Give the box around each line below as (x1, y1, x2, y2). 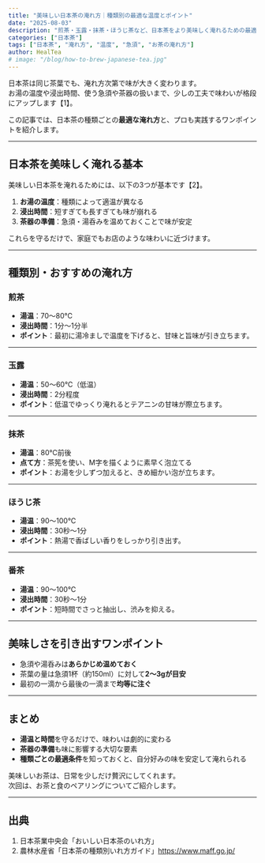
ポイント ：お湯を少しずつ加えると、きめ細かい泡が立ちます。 (19, 467, 219, 477)
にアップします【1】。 (8, 98, 77, 107)
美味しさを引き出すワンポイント (8, 637, 164, 650)
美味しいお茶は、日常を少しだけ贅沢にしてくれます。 (8, 771, 180, 781)
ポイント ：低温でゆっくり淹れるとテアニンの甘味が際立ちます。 (19, 399, 227, 409)
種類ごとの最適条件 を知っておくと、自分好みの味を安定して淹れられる (19, 754, 247, 763)
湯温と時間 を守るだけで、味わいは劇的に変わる (19, 734, 172, 744)
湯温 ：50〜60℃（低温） (19, 379, 101, 389)
